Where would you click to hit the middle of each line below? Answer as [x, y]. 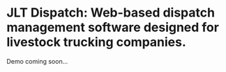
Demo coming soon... [37, 61]
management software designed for [113, 27]
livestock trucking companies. [96, 42]
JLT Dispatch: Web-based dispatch [111, 13]
